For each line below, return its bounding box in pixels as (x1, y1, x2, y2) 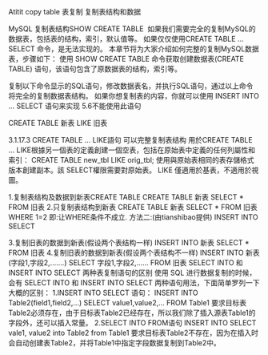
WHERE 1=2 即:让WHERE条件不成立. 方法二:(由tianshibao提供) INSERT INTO (8, 212, 258, 222)
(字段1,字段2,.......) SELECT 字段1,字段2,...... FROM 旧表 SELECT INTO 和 (8, 258, 244, 267)
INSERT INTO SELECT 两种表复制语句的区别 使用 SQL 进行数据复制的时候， (8, 268, 257, 277)
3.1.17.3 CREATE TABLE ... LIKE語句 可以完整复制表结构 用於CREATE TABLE (8, 135, 254, 144)
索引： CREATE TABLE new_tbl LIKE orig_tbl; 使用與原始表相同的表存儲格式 (8, 155, 254, 164)
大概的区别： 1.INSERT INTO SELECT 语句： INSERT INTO (8, 288, 198, 297)
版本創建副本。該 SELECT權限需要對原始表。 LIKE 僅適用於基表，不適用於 (8, 165, 252, 175)
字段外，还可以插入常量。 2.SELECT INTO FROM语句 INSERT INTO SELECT (8, 318, 257, 327)
